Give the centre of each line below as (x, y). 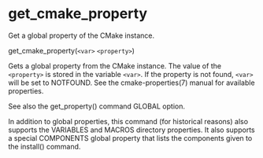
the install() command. (44, 146)
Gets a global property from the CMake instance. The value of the (115, 66)
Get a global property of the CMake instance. (81, 35)
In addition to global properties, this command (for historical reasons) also (128, 121)
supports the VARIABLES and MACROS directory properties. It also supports (131, 130)
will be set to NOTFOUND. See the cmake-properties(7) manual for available (131, 83)
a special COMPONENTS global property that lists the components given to (130, 138)
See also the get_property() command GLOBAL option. (97, 106)
